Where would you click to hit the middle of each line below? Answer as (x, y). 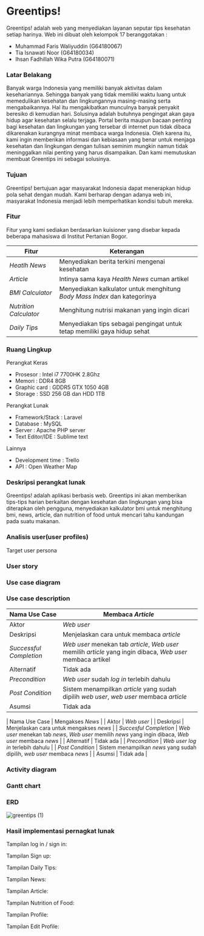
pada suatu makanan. (33, 521)
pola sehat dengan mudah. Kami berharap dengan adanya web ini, (89, 194)
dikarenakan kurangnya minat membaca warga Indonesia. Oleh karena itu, (99, 133)
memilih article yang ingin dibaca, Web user (125, 652)
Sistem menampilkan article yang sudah (120, 689)
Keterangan (127, 251)
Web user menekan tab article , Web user (121, 644)
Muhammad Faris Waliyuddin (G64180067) (69, 46)
